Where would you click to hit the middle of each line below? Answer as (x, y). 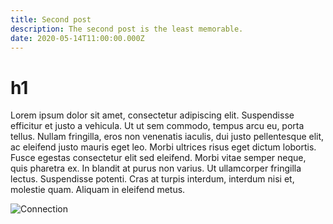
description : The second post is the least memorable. (127, 29)
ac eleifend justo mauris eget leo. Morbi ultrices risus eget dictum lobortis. (163, 147)
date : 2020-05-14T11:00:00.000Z (77, 38)
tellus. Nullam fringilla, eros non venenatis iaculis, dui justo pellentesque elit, (167, 137)
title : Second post (51, 19)
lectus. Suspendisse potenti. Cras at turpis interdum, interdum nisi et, (152, 179)
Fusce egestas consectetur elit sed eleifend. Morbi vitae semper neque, (158, 158)
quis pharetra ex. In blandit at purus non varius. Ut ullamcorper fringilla (156, 168)
